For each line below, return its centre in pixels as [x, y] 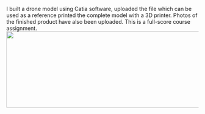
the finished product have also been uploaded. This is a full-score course [99, 22]
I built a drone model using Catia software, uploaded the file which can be [99, 9]
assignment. [22, 28]
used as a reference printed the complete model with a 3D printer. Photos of [102, 15]
